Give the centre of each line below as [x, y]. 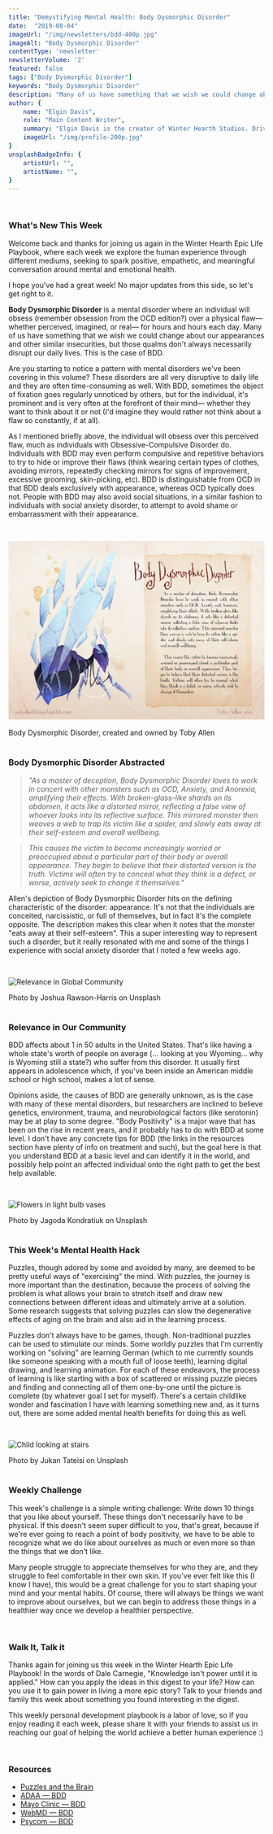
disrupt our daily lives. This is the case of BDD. [87, 352]
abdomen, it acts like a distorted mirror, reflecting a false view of [137, 806]
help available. [32, 1173]
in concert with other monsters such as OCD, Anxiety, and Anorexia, [143, 788]
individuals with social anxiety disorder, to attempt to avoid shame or [123, 505]
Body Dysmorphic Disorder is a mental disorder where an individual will [129, 309]
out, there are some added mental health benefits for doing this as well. [128, 1413]
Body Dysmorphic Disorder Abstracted [87, 762]
